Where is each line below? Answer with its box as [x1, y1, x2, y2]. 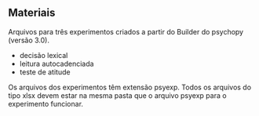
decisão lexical [19, 50, 68, 60]
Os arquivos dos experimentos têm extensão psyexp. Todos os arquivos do [8, 82, 252, 92]
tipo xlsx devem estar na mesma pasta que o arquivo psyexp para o [8, 90, 227, 100]
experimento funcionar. [8, 99, 84, 108]
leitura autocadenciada [19, 59, 94, 68]
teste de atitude [19, 67, 71, 77]
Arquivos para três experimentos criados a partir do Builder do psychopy [8, 27, 244, 36]
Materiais [8, 6, 56, 20]
